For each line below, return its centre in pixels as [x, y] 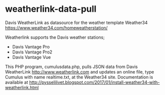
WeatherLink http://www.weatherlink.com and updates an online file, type [80, 71]
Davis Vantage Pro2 [32, 52]
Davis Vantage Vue [31, 57]
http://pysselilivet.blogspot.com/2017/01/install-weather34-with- [95, 82]
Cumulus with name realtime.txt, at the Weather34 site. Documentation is [79, 77]
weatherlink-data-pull [51, 9]
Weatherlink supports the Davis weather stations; [55, 37]
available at [17, 82]
